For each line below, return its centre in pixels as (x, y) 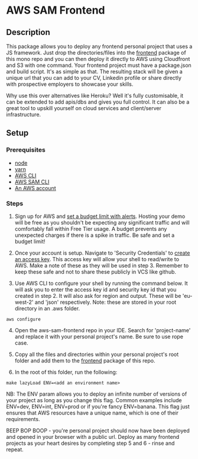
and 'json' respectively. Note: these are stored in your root (106, 302)
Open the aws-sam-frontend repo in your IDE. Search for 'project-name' (103, 330)
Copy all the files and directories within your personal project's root (97, 354)
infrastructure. (24, 114)
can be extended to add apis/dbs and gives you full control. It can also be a (98, 102)
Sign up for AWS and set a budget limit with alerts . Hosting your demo (100, 216)
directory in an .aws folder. (47, 308)
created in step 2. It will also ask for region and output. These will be (98, 296)
